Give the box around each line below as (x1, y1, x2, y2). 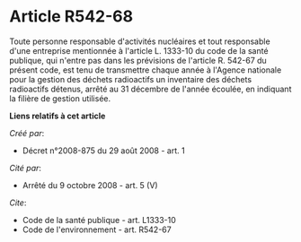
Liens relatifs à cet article (9, 110, 106, 121)
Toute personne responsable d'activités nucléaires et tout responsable (9, 36, 271, 47)
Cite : (9, 197, 27, 208)
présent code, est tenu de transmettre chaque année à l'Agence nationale (9, 65, 282, 75)
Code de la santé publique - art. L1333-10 (22, 214, 177, 225)
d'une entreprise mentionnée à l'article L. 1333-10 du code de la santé (9, 45, 269, 56)
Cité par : (9, 162, 42, 173)
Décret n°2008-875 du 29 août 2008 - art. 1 (22, 145, 186, 156)
